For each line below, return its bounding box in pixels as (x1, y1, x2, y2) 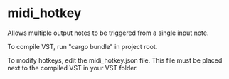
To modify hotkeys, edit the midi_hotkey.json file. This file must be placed (7, 56, 223, 65)
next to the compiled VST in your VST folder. (7, 63, 138, 72)
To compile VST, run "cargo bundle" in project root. (7, 42, 158, 51)
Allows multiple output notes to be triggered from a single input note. (7, 28, 209, 37)
